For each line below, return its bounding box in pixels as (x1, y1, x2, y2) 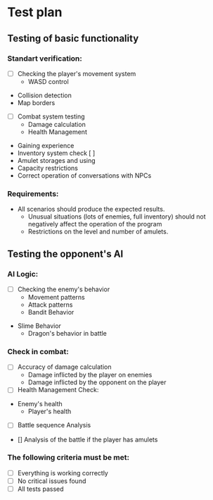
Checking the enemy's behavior (17, 285, 110, 293)
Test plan (7, 4, 63, 20)
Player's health (27, 407, 72, 416)
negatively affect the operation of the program (27, 220, 162, 228)
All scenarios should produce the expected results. (17, 205, 165, 214)
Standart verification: (7, 54, 83, 63)
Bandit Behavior (27, 308, 75, 317)
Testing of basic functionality (7, 32, 139, 44)
